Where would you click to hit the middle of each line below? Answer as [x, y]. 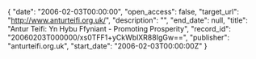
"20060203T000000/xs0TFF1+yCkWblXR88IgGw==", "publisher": [119, 37]
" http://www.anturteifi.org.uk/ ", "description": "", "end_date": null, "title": [128, 20]
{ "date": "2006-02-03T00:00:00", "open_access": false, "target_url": [124, 12]
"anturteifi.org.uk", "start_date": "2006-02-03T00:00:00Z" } [107, 46]
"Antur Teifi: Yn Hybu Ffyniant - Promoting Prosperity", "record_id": [120, 29]
